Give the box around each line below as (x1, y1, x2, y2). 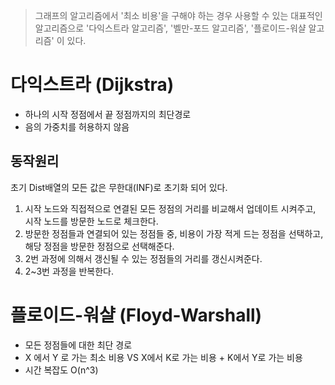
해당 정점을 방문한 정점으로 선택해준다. (24, 240, 175, 252)
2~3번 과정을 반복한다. (24, 265, 115, 277)
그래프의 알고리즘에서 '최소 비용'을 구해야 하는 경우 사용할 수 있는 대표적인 (34, 10, 323, 21)
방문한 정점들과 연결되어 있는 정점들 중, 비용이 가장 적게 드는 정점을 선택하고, (24, 227, 324, 239)
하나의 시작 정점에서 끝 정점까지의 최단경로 (24, 108, 192, 120)
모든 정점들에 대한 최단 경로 (24, 339, 133, 351)
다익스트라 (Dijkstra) (10, 74, 175, 96)
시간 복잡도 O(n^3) (24, 364, 99, 376)
